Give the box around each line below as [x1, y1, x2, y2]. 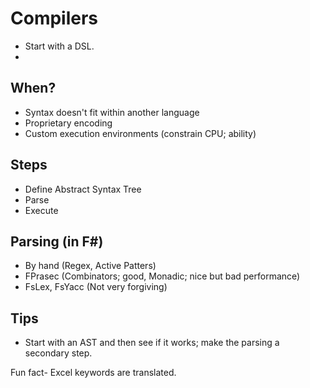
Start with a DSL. [24, 40, 95, 52]
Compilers [10, 7, 99, 30]
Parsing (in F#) [10, 233, 104, 250]
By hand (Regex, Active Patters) [24, 260, 157, 272]
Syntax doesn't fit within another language [24, 106, 200, 118]
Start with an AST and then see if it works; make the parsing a [24, 337, 280, 349]
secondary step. [24, 347, 93, 359]
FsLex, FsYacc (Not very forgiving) [24, 281, 168, 293]
